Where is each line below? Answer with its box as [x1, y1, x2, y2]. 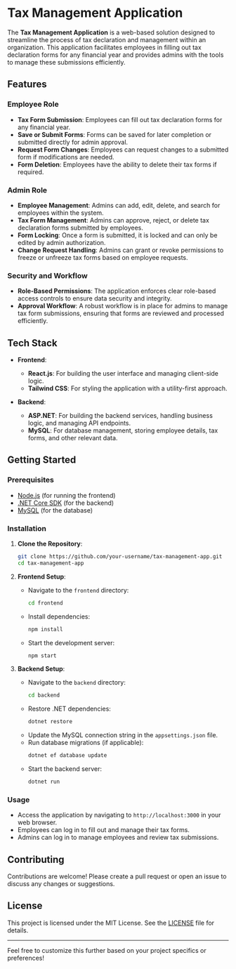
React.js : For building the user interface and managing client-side [27, 369, 219, 378]
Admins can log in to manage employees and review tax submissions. [17, 833, 219, 842]
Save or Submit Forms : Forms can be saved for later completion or [17, 130, 212, 138]
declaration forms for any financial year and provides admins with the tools [7, 51, 224, 59]
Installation [7, 523, 47, 533]
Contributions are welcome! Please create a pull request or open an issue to [7, 872, 227, 881]
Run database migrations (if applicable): [27, 739, 144, 747]
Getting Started [7, 454, 77, 466]
